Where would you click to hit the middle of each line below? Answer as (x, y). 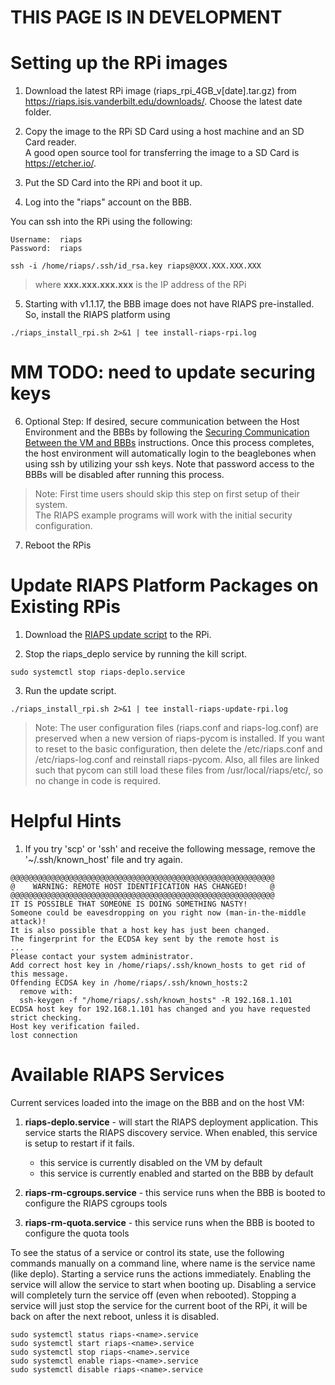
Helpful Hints (66, 821)
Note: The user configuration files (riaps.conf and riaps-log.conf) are (176, 727)
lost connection (44, 1035)
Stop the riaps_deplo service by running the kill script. (136, 654)
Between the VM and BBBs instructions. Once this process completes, (169, 443)
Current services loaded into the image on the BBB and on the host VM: (157, 1102)
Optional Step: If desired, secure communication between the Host (162, 422)
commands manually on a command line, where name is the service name (163, 1263)
